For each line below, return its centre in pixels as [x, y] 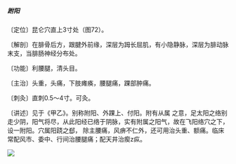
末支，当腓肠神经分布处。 [44, 53]
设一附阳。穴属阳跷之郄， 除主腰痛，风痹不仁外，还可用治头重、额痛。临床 [116, 130]
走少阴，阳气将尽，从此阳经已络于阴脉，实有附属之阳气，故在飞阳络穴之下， [118, 121]
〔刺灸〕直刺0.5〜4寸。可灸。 [51, 97]
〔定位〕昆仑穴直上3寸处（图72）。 [58, 29]
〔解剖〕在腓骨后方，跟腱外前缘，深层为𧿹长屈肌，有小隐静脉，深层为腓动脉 [118, 44]
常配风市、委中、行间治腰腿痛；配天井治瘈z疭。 [77, 139]
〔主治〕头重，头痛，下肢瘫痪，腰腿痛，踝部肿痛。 [81, 83]
